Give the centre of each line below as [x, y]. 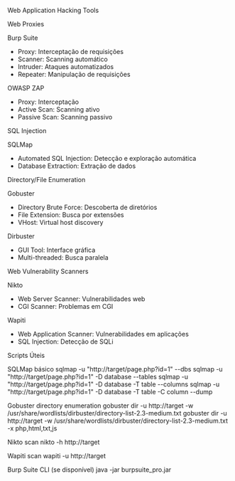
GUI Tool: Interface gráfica [56, 250]
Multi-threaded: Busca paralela [63, 258]
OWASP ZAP [26, 88]
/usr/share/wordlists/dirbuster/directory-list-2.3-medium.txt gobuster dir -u [117, 413]
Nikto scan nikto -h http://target [54, 442]
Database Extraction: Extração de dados [77, 166]
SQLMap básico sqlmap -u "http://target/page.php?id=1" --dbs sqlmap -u [115, 369]
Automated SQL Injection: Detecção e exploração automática [107, 158]
